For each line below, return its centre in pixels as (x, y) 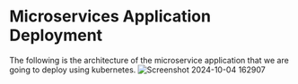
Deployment (56, 35)
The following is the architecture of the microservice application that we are (149, 60)
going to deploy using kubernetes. (73, 70)
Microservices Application (110, 17)
